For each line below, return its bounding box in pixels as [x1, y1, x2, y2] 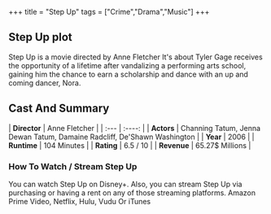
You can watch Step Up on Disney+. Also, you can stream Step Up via [8, 179, 243, 189]
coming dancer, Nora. [8, 77, 81, 88]
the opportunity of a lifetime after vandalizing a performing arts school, [8, 60, 247, 70]
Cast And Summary [8, 102, 110, 116]
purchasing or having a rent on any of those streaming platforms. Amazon [8, 187, 256, 198]
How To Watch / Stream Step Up [8, 160, 138, 172]
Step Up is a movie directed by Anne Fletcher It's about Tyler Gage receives [8, 52, 263, 62]
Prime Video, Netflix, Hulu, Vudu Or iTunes [8, 196, 151, 206]
